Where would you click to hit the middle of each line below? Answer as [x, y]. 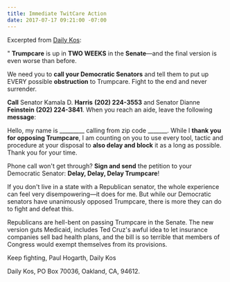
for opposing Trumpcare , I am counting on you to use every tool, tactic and [115, 138]
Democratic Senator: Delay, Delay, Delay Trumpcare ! [83, 173]
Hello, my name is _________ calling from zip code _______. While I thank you [114, 130]
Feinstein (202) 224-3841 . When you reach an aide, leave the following [110, 109]
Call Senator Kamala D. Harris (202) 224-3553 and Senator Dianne [104, 102]
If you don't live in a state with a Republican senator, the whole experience [113, 186]
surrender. [22, 89]
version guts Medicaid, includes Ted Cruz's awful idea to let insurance [107, 229]
